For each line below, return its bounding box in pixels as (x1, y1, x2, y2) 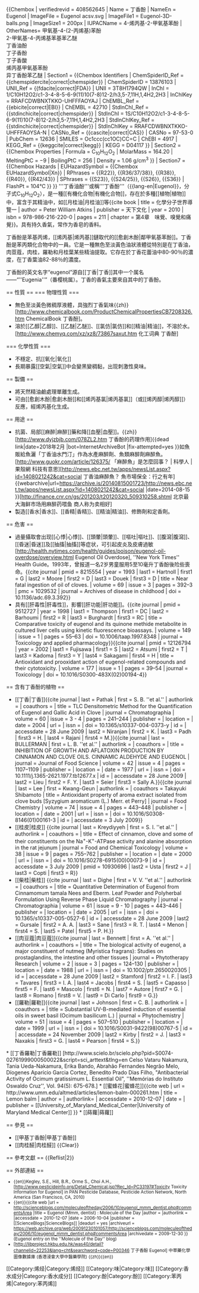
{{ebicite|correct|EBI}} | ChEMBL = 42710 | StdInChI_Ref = (6, 104, 149, 111)
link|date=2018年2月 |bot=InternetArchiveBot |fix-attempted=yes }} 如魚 (14, 443, 190, 450)
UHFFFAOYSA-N (6, 129, 47, 136)
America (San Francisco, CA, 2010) (13, 1194, 85, 1200)
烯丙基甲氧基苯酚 (6, 64, 48, 71)
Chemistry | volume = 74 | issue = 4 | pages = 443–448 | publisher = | (14, 804, 187, 811)
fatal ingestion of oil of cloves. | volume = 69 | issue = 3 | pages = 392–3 (14, 581, 193, 588)
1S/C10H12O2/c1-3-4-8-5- (125, 110, 190, 117)
